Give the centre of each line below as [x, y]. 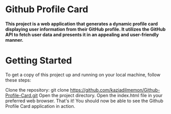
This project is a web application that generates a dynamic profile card [82, 23]
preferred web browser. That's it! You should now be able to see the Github [84, 101]
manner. [15, 40]
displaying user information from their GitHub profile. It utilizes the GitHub [86, 29]
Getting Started [39, 60]
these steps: [18, 80]
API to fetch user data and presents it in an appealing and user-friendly [82, 35]
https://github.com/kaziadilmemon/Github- [115, 90]
